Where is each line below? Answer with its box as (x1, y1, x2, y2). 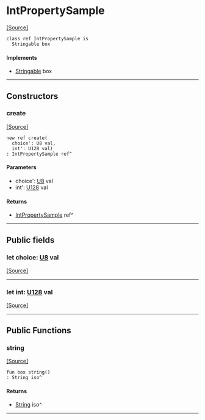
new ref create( (6, 135, 48, 141)
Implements (6, 54, 38, 61)
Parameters (6, 164, 37, 171)
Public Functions (6, 325, 71, 336)
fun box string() (6, 369, 51, 375)
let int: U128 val (6, 288, 53, 296)
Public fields (6, 234, 55, 245)
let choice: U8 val (6, 253, 59, 261)
